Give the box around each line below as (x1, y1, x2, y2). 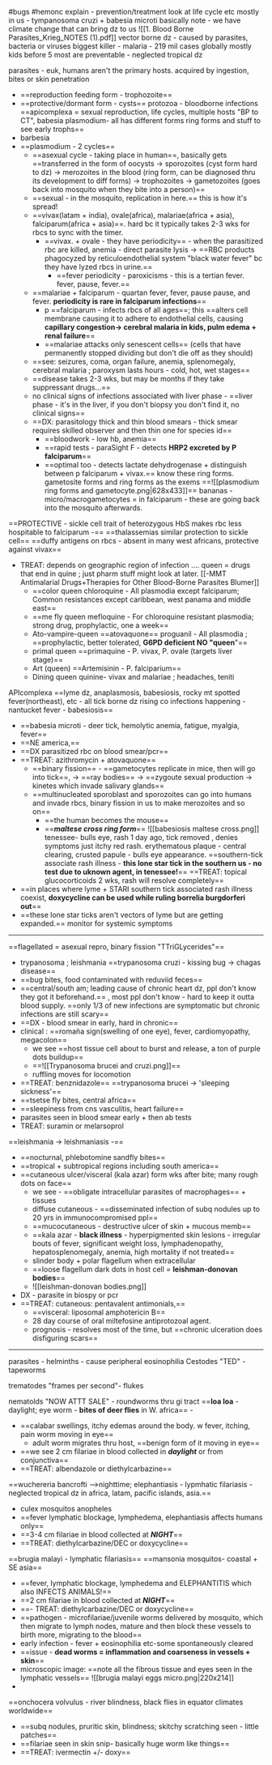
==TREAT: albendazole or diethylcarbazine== (19, 1464, 172, 1473)
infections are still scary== (19, 1009, 109, 1019)
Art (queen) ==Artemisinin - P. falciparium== (32, 663, 182, 673)
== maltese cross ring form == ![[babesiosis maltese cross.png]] (44, 824, 260, 833)
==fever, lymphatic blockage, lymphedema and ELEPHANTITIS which (19, 1579, 253, 1588)
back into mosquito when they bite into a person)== (32, 185, 206, 194)
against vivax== (8, 544, 62, 554)
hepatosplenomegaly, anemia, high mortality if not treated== (32, 1247, 235, 1256)
